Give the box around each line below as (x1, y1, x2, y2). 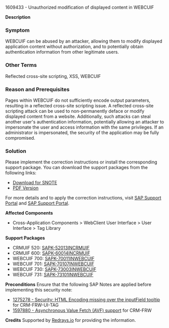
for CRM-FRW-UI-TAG (12, 302, 59, 308)
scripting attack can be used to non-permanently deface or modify (5, 108, 145, 114)
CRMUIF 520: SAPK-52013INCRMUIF (12, 245, 90, 251)
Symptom (5, 26, 30, 33)
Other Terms (5, 62, 37, 69)
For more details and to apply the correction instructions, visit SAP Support (5, 195, 161, 201)
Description (5, 14, 31, 20)
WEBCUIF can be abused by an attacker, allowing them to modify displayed (5, 38, 162, 45)
